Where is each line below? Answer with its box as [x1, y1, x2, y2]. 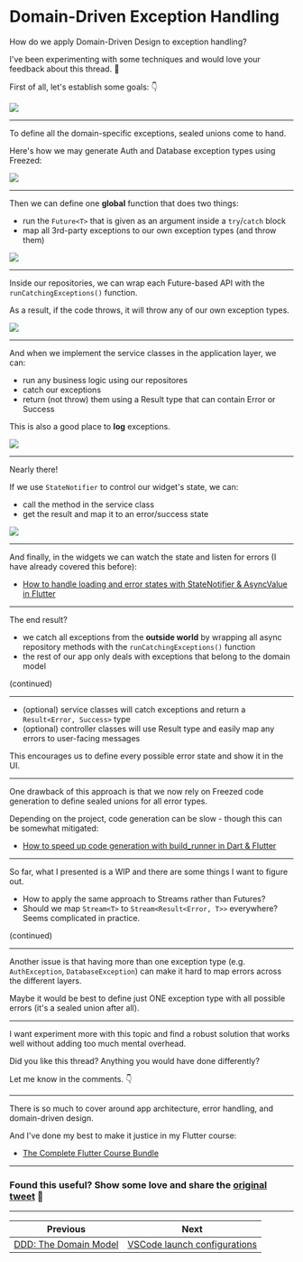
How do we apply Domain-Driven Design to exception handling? [9, 36, 247, 47]
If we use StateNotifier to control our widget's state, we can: [9, 481, 239, 492]
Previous [46, 1223, 86, 1236]
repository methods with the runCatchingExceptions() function [22, 641, 256, 652]
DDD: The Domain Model [14, 1238, 119, 1251]
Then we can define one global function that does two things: [9, 197, 239, 209]
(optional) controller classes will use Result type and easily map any [22, 723, 275, 734]
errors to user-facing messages [22, 732, 141, 743]
